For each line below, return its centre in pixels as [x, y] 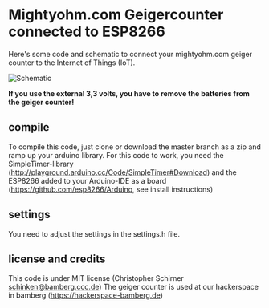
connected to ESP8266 [87, 32]
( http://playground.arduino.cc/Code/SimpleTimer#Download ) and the [122, 172]
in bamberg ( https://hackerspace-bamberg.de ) [86, 295]
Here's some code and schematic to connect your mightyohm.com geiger [130, 54]
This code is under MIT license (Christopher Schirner [96, 278]
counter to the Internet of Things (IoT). [72, 63]
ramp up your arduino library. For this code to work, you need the [116, 155]
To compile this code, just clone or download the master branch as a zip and [134, 147]
